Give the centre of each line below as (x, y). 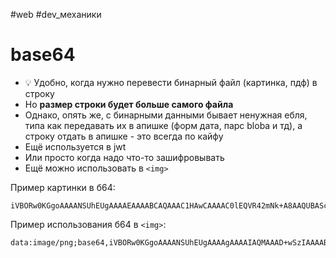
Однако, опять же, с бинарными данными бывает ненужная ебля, (166, 115)
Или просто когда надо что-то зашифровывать (124, 157)
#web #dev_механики (56, 14)
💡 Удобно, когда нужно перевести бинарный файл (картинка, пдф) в (171, 82)
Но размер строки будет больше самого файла (129, 104)
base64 (43, 55)
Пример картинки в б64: (63, 187)
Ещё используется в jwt (75, 146)
